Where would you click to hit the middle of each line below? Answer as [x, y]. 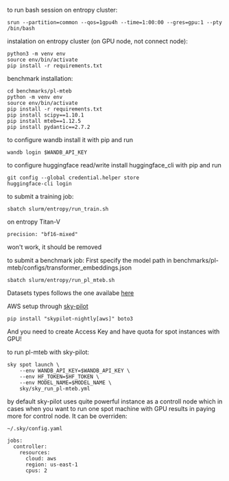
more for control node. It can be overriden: [68, 416]
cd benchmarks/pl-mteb [39, 91]
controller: [31, 447]
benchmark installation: [40, 79]
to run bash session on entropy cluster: [62, 10]
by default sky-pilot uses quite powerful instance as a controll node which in [115, 401]
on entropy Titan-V [34, 222]
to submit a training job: [40, 196]
